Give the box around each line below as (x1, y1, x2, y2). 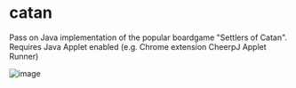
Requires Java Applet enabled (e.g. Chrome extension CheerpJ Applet (9, 41, 267, 52)
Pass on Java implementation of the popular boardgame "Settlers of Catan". (9, 32, 287, 43)
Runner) (9, 51, 39, 61)
